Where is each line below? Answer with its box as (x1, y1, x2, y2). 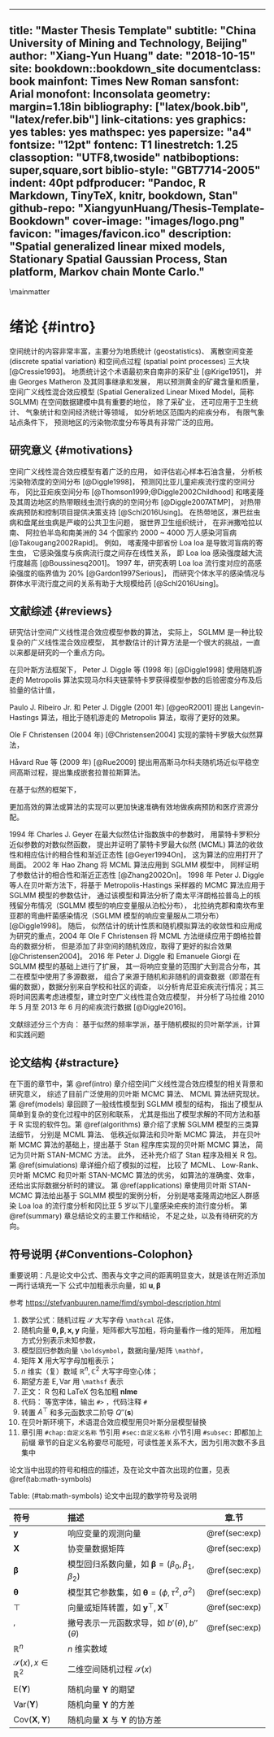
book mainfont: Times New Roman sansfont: (9, 75, 240, 89)
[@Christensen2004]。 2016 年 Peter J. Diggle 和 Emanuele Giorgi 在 (9, 952, 241, 962)
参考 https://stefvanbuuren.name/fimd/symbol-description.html (9, 1298, 222, 1307)
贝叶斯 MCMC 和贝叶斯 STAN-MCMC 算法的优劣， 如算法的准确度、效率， (9, 1170, 259, 1180)
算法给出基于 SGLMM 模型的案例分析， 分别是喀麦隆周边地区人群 (34, 1191, 253, 1201)
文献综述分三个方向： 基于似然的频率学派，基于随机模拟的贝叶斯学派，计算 (9, 1019, 261, 1029)
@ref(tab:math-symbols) (9, 1474, 92, 1484)
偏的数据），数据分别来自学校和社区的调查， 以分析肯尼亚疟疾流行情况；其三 (9, 982, 264, 992)
